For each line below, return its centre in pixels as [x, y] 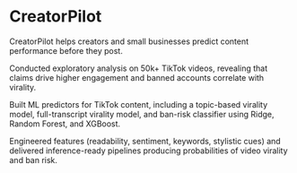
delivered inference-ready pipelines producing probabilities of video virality [149, 151]
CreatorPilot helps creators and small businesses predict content [129, 41]
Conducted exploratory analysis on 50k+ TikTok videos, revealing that [138, 68]
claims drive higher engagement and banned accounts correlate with [137, 77]
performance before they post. [66, 50]
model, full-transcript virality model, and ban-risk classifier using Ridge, [142, 114]
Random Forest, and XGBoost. [65, 124]
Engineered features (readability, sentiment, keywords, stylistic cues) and [145, 141]
